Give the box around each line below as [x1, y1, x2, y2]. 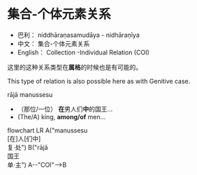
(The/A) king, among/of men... [17, 112, 106, 121]
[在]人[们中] [7, 134, 41, 143]
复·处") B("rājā [7, 143, 48, 151]
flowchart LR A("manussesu [7, 126, 88, 135]
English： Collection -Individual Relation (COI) [17, 48, 150, 56]
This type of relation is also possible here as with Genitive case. [7, 77, 191, 85]
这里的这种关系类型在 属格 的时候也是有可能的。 [7, 63, 142, 71]
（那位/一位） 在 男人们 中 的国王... [17, 105, 113, 113]
